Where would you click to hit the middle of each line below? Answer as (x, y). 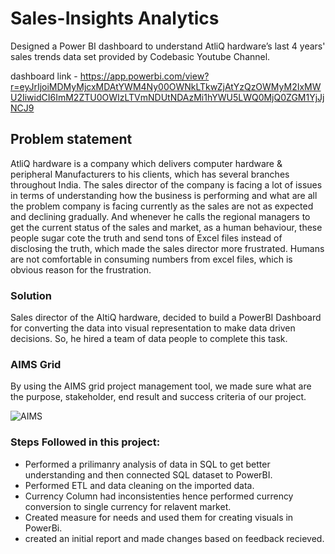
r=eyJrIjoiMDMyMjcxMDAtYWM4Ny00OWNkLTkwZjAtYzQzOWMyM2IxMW (166, 86)
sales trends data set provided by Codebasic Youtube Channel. (140, 56)
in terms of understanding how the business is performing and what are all (164, 195)
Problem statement (71, 139)
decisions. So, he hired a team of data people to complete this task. (149, 339)
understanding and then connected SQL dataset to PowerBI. (148, 474)
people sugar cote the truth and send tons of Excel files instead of (146, 238)
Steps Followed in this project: (85, 442)
